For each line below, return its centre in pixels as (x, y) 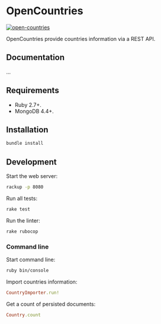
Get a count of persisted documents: (51, 304)
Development (32, 162)
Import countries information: (42, 282)
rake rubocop (22, 231)
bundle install (25, 144)
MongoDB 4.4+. (34, 111)
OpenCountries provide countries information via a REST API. (81, 39)
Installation (27, 130)
